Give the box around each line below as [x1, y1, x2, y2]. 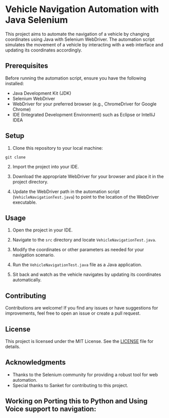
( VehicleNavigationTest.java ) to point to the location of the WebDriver [12, 194, 159, 200]
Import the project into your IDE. [12, 163, 79, 169]
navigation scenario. [12, 252, 55, 258]
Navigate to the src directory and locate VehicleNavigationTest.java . [12, 237, 156, 243]
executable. [12, 199, 37, 205]
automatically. [12, 277, 42, 283]
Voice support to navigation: [5, 405, 97, 413]
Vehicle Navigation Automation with [5, 4, 159, 15]
